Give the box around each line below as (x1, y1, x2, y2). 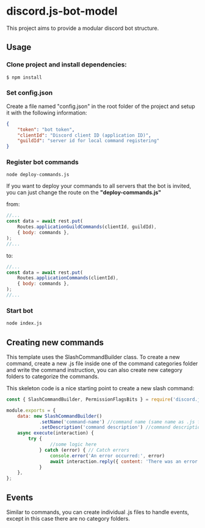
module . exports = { (6, 407, 56, 413)
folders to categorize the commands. (6, 373, 99, 380)
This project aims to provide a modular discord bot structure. (6, 24, 159, 32)
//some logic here (49, 441, 97, 448)
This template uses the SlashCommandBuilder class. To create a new (6, 353, 180, 360)
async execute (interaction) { (17, 430, 95, 437)
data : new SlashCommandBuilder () (17, 413, 103, 419)
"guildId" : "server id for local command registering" (17, 138, 160, 144)
